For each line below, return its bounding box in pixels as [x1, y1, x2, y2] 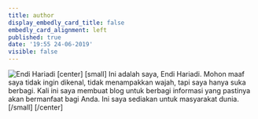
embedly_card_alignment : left [8, 26, 108, 34]
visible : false [8, 48, 58, 56]
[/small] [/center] [8, 103, 64, 112]
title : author [8, 11, 55, 20]
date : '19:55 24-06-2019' [8, 41, 93, 49]
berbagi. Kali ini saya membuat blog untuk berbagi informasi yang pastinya [8, 86, 251, 95]
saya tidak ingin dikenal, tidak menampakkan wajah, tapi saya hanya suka [8, 78, 246, 87]
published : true [8, 33, 61, 41]
